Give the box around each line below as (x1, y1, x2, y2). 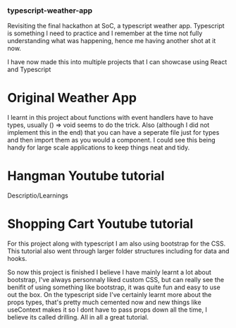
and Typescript (7, 66, 51, 74)
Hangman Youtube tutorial (7, 168, 165, 184)
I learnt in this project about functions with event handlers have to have (7, 114, 213, 122)
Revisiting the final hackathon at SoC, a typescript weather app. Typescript (7, 22, 225, 30)
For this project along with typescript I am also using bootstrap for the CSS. (7, 239, 226, 248)
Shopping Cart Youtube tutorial (7, 216, 194, 232)
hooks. (7, 255, 27, 263)
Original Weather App (7, 90, 137, 106)
